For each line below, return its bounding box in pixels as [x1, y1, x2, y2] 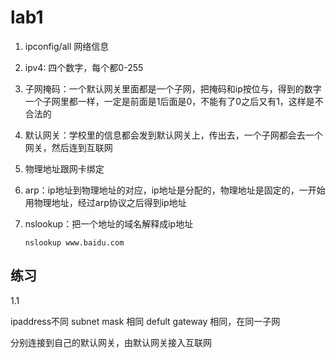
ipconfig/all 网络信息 [24, 40, 110, 52]
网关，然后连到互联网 [24, 141, 113, 153]
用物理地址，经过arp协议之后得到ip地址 [24, 196, 187, 208]
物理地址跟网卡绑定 [24, 162, 105, 175]
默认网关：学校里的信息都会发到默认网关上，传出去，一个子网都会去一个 [24, 129, 323, 141]
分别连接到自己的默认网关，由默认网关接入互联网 [10, 336, 212, 348]
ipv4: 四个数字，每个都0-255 [24, 61, 144, 73]
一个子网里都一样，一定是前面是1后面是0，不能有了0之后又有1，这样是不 [24, 95, 324, 107]
